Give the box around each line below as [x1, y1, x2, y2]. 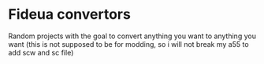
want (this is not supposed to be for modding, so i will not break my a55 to [8, 39, 250, 48]
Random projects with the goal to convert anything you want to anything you [8, 31, 256, 41]
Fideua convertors [8, 5, 132, 23]
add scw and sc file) [8, 48, 74, 57]
